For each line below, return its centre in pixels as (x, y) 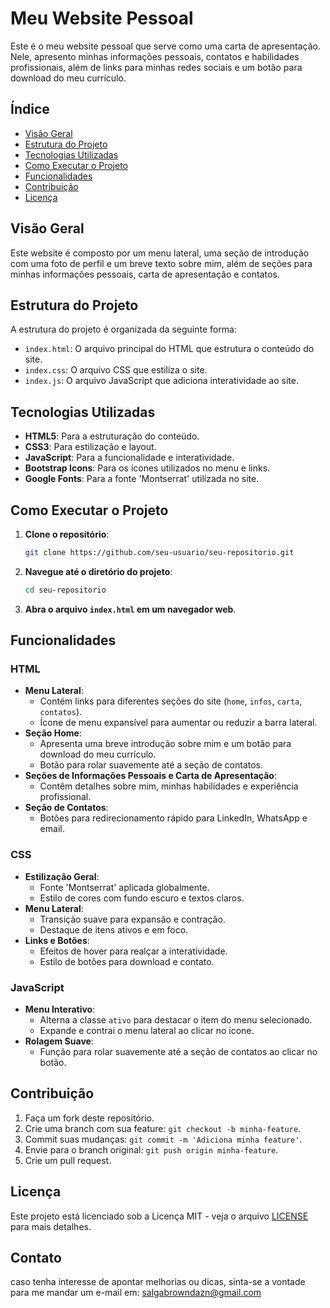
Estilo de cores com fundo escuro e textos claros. (142, 898)
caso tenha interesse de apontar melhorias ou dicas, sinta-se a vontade (158, 1282)
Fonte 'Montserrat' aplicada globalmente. (124, 887)
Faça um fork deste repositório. (89, 1118)
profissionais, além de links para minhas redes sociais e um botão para (156, 67)
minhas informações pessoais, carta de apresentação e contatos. (145, 274)
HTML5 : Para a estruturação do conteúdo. (112, 436)
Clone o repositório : (67, 534)
